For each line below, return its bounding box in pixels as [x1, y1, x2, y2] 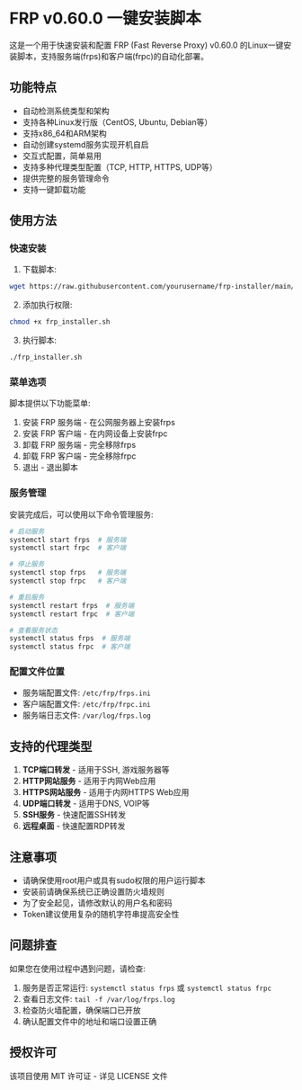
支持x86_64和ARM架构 [22, 128, 107, 138]
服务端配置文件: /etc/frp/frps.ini [22, 687, 151, 698]
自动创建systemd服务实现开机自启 [22, 138, 149, 149]
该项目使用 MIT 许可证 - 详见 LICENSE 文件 [9, 1070, 168, 1081]
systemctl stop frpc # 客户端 [9, 576, 127, 585]
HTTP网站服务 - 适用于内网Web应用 [22, 775, 156, 787]
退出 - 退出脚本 [22, 462, 79, 473]
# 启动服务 [9, 527, 45, 536]
